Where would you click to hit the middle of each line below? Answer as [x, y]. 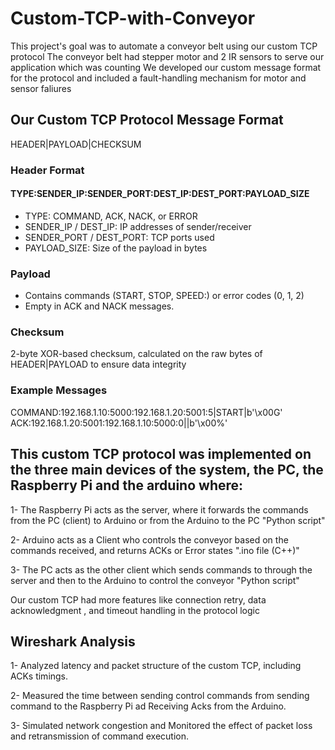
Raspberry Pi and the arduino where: [127, 485]
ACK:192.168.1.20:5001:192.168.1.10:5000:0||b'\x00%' [119, 423]
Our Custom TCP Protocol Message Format [147, 120]
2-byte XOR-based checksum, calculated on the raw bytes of [136, 354]
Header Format [47, 170]
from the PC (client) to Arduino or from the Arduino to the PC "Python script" [168, 520]
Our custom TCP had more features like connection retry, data [138, 599]
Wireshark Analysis [73, 641]
